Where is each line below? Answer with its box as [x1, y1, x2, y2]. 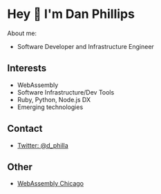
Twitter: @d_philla [17, 141, 69, 149]
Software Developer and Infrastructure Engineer [17, 42, 154, 50]
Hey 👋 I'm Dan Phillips [7, 6, 135, 22]
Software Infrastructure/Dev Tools [17, 88, 115, 96]
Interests [7, 62, 47, 75]
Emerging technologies [17, 103, 84, 111]
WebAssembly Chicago [17, 180, 84, 188]
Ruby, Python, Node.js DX [17, 95, 91, 104]
